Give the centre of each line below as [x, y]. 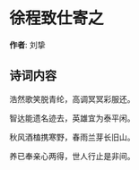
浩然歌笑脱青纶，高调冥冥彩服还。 [72, 98]
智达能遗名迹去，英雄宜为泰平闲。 [72, 118]
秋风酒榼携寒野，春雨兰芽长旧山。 [72, 137]
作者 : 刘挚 [27, 45]
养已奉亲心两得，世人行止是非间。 [72, 156]
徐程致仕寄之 [57, 18]
